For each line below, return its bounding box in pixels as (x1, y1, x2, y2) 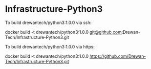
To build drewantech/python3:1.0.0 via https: (5, 44, 95, 49)
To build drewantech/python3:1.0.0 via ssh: (5, 20, 92, 25)
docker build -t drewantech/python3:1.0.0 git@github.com (5, 29, 122, 35)
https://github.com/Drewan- (89, 53, 146, 59)
